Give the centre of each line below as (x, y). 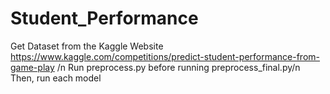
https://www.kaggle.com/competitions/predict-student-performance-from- (165, 56)
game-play (32, 67)
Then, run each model (56, 78)
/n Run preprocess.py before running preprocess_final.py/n (178, 67)
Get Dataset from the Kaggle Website (87, 46)
